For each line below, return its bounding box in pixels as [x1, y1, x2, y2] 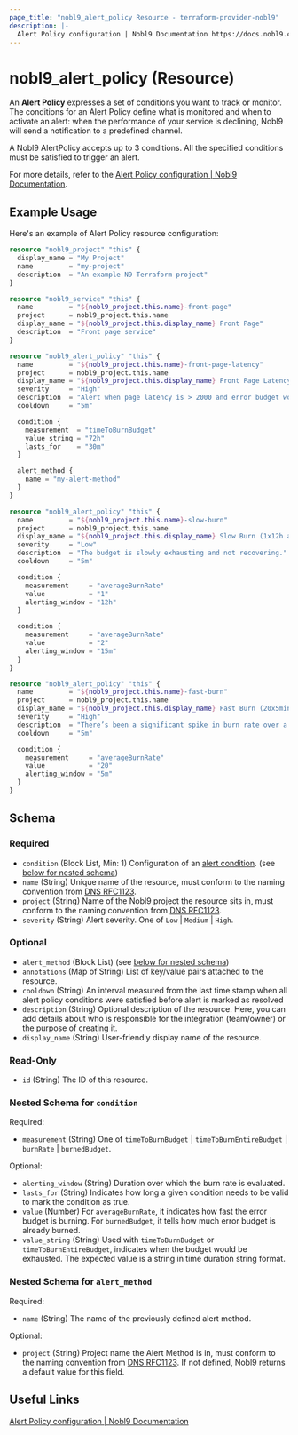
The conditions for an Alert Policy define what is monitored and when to [9, 107, 272, 117]
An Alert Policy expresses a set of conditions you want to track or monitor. [9, 97, 282, 108]
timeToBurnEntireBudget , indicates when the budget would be [21, 1244, 248, 1255]
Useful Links [9, 1392, 80, 1407]
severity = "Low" [17, 540, 98, 549]
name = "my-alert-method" [25, 474, 122, 484]
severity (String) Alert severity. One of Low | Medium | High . [21, 914, 234, 925]
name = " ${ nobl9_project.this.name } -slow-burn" [17, 515, 228, 524]
